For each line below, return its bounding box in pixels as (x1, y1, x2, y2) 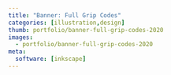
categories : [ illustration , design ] (8, 19, 125, 27)
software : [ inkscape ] (15, 55, 87, 63)
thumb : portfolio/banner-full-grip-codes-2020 (8, 26, 164, 34)
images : (8, 33, 34, 41)
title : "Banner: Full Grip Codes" (8, 11, 122, 20)
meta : (8, 48, 26, 55)
